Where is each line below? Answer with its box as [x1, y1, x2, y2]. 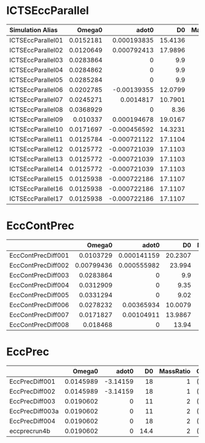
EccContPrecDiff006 [9, 300, 70, 309]
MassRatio [159, 367, 191, 375]
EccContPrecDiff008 [9, 321, 70, 329]
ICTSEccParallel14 [9, 165, 63, 173]
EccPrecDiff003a [9, 406, 59, 415]
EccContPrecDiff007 [9, 310, 70, 319]
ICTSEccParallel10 [9, 125, 63, 133]
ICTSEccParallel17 [9, 194, 63, 203]
